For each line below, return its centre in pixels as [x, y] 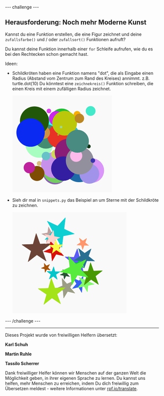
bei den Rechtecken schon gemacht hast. [47, 54]
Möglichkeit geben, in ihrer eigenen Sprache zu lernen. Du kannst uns [75, 378]
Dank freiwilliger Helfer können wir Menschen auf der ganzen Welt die [76, 373]
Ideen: [11, 64]
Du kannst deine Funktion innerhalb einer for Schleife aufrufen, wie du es [79, 49]
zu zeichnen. [25, 205]
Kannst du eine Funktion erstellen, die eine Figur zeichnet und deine [73, 34]
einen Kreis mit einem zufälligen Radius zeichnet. [61, 89]
